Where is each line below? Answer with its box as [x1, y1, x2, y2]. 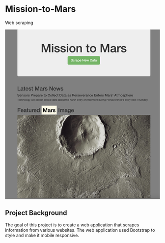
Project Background [5, 209, 67, 217]
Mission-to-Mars [5, 3, 76, 15]
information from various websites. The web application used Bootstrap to [5, 227, 155, 233]
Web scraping [5, 20, 33, 26]
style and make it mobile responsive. [5, 232, 80, 238]
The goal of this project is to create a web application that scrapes [5, 222, 139, 228]
